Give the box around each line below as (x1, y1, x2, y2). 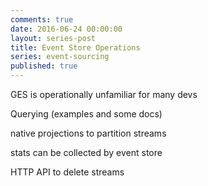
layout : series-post (10, 33, 97, 43)
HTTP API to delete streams (10, 166, 125, 178)
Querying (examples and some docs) (10, 108, 163, 120)
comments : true (10, 14, 74, 25)
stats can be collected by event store (10, 147, 163, 158)
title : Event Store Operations (10, 42, 141, 53)
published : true (10, 61, 78, 71)
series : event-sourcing (10, 52, 110, 62)
